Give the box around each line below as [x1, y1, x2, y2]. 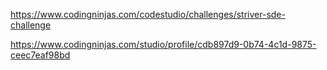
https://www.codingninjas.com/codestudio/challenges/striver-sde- [10, 9, 286, 20]
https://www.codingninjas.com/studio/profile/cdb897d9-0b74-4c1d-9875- [10, 39, 317, 50]
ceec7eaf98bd [10, 49, 71, 61]
